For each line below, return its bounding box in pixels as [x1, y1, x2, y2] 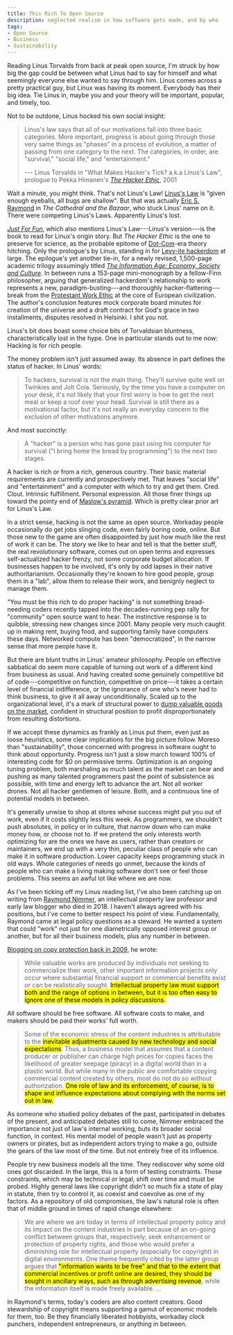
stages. [24, 454, 46, 462]
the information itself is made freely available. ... [24, 1284, 162, 1292]
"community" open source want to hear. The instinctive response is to [7, 612, 207, 621]
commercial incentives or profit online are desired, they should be [24, 1270, 212, 1277]
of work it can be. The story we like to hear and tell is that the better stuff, [7, 540, 217, 548]
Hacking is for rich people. [7, 342, 83, 349]
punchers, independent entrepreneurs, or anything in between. [7, 1320, 187, 1328]
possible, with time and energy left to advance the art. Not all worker [7, 780, 203, 788]
